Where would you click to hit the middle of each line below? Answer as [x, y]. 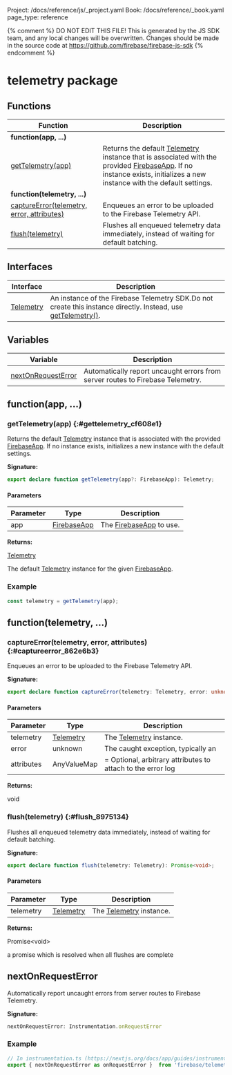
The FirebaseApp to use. [140, 525]
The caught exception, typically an [160, 749]
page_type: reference [38, 17]
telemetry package [63, 80]
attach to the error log [140, 768]
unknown [67, 749]
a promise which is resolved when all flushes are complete [90, 954]
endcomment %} [31, 53]
